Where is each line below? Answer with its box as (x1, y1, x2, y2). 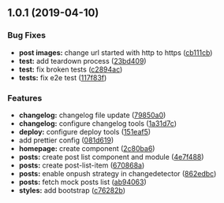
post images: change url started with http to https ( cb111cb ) (18, 47, 213, 57)
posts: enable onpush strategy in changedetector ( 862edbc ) (18, 168, 217, 178)
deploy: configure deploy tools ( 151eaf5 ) (18, 127, 151, 136)
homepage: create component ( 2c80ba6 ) (18, 143, 155, 153)
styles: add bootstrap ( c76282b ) (18, 185, 126, 195)
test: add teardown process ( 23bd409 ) (18, 56, 147, 65)
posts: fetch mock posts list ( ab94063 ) (18, 177, 147, 186)
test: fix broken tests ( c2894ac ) (18, 65, 123, 74)
